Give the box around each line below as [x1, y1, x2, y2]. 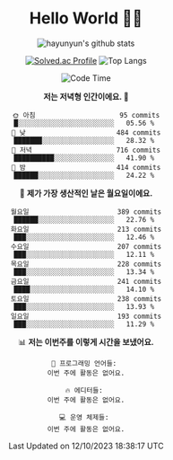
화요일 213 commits [10, 225, 162, 234]
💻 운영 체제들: [59, 412, 109, 421]
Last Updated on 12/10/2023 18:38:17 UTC [8, 440, 164, 451]
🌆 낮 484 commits [11, 128, 161, 137]
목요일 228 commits [10, 260, 162, 269]
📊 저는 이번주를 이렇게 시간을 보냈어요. [17, 336, 155, 347]
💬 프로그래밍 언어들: [51, 358, 117, 367]
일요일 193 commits [10, 312, 162, 321]
